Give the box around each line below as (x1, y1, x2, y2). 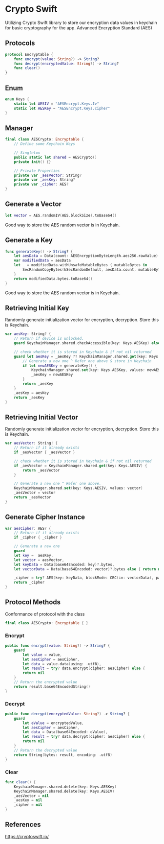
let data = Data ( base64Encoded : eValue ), (22, 729, 108, 735)
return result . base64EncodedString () (14, 684, 91, 689)
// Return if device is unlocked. (14, 336, 84, 341)
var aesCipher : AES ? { (5, 526, 51, 531)
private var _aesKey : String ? (14, 177, 76, 182)
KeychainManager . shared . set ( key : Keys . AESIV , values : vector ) (14, 486, 143, 491)
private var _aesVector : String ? (14, 173, 82, 178)
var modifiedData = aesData (14, 258, 71, 263)
